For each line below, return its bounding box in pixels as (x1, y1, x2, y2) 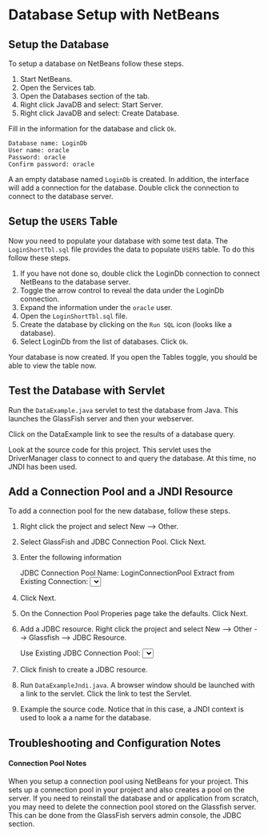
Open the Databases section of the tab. (19, 91, 150, 101)
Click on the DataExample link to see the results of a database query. (8, 429, 236, 438)
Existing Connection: (19, 577, 89, 587)
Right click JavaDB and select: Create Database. (19, 108, 180, 118)
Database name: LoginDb (8, 139, 88, 147)
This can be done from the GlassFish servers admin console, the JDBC (8, 811, 242, 821)
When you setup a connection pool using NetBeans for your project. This (8, 777, 249, 786)
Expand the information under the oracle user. (19, 302, 173, 312)
